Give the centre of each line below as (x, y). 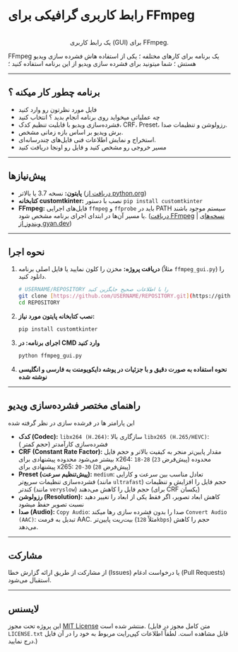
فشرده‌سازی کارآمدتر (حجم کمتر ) (63, 444)
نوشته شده (33, 377)
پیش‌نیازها (27, 176)
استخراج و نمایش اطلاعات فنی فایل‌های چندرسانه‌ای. (87, 139)
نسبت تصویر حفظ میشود (51, 504)
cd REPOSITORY (39, 303)
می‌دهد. (28, 527)
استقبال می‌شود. (30, 580)
